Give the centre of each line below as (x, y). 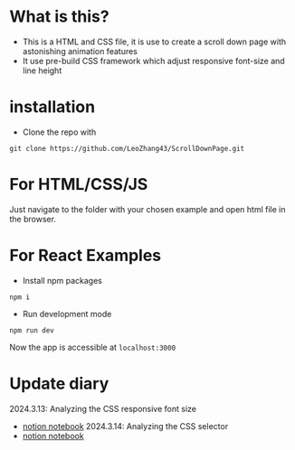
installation (52, 107)
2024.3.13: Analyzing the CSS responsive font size (103, 408)
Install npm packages (62, 280)
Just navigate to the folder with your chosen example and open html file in (147, 209)
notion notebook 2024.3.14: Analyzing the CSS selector (125, 426)
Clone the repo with (59, 132)
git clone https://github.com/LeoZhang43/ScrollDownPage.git (127, 148)
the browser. (33, 219)
